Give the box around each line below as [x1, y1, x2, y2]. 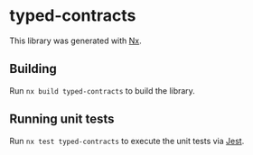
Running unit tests [9, 112, 115, 127]
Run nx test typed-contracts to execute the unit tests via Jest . [9, 135, 245, 146]
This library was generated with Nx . [9, 35, 142, 46]
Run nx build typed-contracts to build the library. [9, 85, 196, 96]
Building [9, 61, 57, 77]
